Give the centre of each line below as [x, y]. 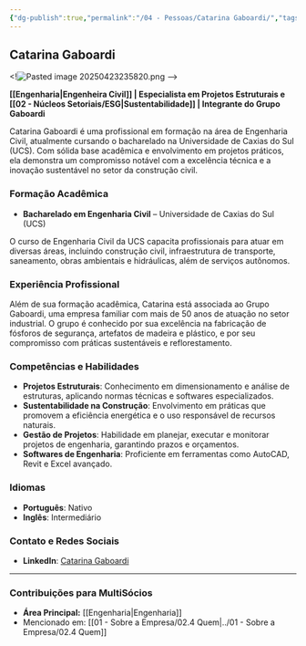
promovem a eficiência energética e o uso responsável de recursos [149, 415]
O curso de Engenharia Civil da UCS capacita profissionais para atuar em [147, 241]
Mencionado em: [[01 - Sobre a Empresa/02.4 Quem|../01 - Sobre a [149, 622]
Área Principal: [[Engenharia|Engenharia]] [102, 613]
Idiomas [27, 487]
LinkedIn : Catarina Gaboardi [76, 560]
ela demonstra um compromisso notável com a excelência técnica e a [140, 161]
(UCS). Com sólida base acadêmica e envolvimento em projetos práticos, [147, 151]
